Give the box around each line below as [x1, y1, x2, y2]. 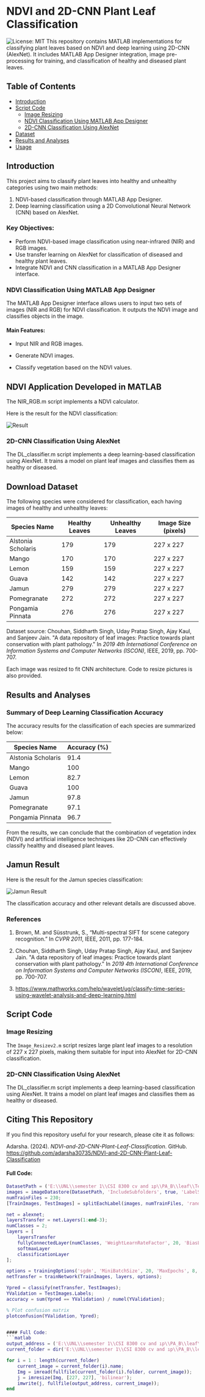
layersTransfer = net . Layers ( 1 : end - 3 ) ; [6, 1217, 108, 1223]
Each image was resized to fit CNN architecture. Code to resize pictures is [6, 666, 193, 673]
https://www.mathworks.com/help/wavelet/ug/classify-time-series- [15, 985, 185, 993]
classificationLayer [17, 1251, 70, 1257]
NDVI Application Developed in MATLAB [6, 382, 162, 392]
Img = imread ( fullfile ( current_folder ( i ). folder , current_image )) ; [17, 1369, 192, 1375]
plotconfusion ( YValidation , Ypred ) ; [6, 1312, 99, 1319]
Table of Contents [6, 81, 76, 92]
